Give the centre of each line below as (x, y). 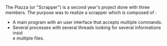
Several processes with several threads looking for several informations (87, 27)
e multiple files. (28, 38)
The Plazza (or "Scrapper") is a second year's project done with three (77, 7)
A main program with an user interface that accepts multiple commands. (87, 22)
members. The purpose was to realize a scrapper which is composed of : (81, 12)
